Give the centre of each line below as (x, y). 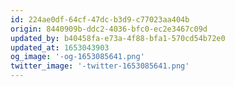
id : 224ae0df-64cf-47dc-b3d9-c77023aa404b (100, 19)
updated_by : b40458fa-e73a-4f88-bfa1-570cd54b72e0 (118, 38)
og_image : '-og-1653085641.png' (77, 57)
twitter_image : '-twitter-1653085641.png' (100, 66)
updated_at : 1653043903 (60, 47)
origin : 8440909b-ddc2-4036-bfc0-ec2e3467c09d (109, 29)
